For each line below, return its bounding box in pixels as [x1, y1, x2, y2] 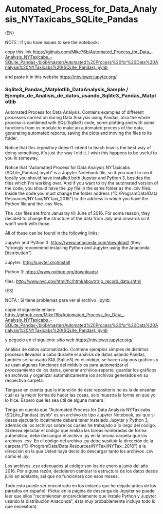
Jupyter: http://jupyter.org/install [5, 260, 71, 266]
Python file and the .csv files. [5, 201, 63, 207]
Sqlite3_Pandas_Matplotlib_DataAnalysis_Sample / [5, 86, 128, 93]
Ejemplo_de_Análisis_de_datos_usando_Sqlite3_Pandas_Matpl [5, 92, 156, 99]
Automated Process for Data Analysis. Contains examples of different [5, 109, 144, 115]
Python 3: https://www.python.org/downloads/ [5, 269, 99, 275]
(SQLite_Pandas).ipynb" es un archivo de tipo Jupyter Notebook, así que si [5, 412, 155, 418]
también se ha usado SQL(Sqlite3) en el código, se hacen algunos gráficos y [5, 357, 159, 363]
